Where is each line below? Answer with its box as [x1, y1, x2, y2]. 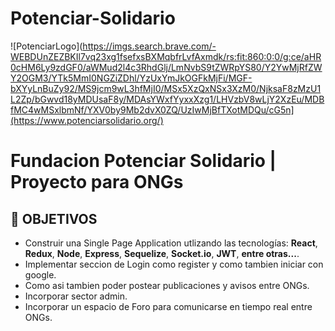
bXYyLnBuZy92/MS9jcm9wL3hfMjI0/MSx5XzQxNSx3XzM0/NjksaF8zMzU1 [10, 82, 322, 94]
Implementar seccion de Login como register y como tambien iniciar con [24, 258, 324, 270]
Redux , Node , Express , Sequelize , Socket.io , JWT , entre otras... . [24, 247, 300, 259]
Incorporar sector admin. [24, 290, 128, 302]
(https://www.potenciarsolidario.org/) [10, 114, 164, 126]
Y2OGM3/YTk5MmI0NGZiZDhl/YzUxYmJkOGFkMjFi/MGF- [10, 72, 253, 84]
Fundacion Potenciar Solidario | [10, 150, 277, 172]
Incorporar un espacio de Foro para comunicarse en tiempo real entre [24, 300, 313, 312]
